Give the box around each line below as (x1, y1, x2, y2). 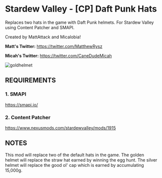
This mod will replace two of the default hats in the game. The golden (5, 152, 144, 158)
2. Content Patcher (5, 114, 51, 121)
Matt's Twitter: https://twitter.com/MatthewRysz (5, 43, 103, 49)
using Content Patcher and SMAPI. (5, 24, 74, 30)
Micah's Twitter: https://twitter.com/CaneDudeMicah (5, 52, 112, 59)
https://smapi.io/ (5, 102, 38, 108)
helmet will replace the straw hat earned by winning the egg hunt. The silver (5, 157, 158, 163)
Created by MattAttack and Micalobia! (5, 34, 81, 40)
